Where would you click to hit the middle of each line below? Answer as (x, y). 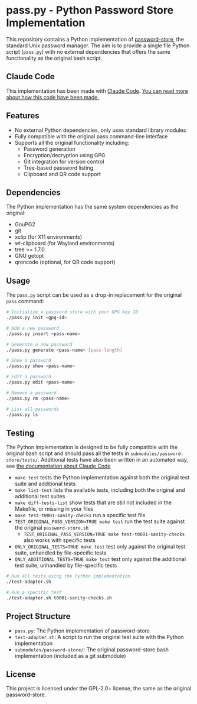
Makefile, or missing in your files (54, 509)
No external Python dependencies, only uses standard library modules (100, 130)
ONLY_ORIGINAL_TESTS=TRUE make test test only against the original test (100, 547)
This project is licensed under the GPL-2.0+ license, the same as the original (99, 689)
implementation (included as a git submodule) (70, 656)
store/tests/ (22, 460)
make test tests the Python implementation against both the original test (102, 478)
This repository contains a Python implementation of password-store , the (95, 39)
